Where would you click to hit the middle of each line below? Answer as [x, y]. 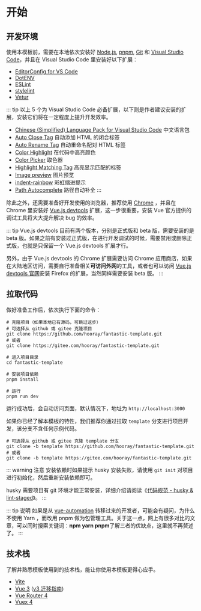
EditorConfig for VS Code [46, 72]
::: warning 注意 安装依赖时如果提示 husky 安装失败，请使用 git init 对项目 [100, 470]
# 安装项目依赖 [22, 374]
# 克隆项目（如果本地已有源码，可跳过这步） [54, 322]
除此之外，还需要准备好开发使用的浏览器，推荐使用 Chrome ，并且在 [91, 203]
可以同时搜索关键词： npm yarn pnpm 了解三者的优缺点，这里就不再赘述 [105, 525]
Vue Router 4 [31, 595]
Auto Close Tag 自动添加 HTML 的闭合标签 [67, 137]
